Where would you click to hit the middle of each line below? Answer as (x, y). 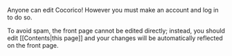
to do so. (20, 17)
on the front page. (33, 45)
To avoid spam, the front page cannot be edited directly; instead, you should (116, 31)
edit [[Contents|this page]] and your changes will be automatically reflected (115, 38)
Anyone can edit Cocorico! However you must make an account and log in (113, 10)
